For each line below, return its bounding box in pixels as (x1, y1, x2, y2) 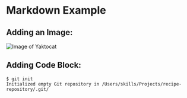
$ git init (6, 75, 33, 82)
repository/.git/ (6, 86, 49, 92)
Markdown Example (6, 4, 107, 17)
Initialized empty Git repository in (6, 81, 100, 87)
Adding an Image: (6, 27, 73, 37)
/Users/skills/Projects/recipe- (102, 81, 182, 87)
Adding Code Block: (6, 60, 81, 70)
